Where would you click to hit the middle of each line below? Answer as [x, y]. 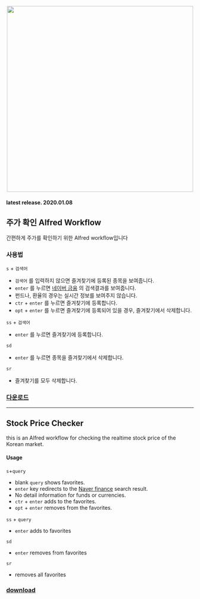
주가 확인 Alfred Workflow [54, 222]
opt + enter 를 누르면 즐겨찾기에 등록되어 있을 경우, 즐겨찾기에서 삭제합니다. [103, 310]
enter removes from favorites [51, 553]
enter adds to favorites [43, 531]
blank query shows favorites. [50, 482]
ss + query [19, 519]
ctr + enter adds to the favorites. [55, 501]
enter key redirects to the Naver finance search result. [81, 489]
